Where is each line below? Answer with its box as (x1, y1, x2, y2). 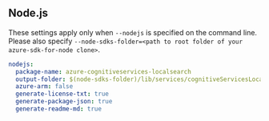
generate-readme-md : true (15, 105, 102, 113)
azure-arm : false (15, 83, 74, 91)
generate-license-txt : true (15, 90, 110, 99)
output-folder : (15, 75, 66, 83)
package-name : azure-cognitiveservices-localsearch (15, 67, 192, 75)
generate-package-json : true (15, 98, 113, 106)
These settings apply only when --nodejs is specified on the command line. (8, 27, 258, 37)
